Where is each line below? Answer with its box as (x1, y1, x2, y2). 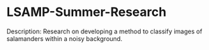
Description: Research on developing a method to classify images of (6, 27, 203, 35)
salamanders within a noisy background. (6, 34, 123, 42)
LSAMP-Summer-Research (6, 4, 167, 20)
